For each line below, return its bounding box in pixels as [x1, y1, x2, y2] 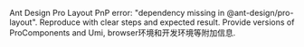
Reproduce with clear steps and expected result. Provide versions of [39, 17, 295, 27]
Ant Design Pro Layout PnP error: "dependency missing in [9, 8, 225, 18]
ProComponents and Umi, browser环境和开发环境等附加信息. [9, 27, 236, 38]
